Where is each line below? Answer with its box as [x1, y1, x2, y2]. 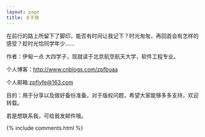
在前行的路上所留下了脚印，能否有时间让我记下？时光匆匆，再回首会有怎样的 [6, 32, 199, 40]
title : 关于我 [6, 15, 40, 21]
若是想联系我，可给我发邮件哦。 [6, 112, 87, 119]
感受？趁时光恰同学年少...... [6, 40, 75, 47]
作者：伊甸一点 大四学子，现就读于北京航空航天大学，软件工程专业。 [6, 52, 179, 60]
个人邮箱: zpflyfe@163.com [6, 79, 73, 86]
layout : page [6, 9, 40, 15]
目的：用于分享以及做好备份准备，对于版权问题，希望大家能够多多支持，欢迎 [6, 91, 199, 99]
